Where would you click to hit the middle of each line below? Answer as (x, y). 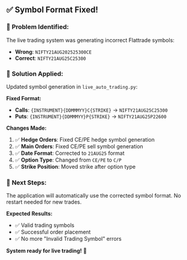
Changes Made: (26, 128)
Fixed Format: (24, 98)
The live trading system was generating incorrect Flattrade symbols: (91, 40)
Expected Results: (29, 214)
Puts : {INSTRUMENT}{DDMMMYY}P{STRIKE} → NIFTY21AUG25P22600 (91, 116)
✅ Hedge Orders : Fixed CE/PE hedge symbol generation (85, 139)
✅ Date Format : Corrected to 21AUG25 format (70, 153)
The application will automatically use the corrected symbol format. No (94, 196)
